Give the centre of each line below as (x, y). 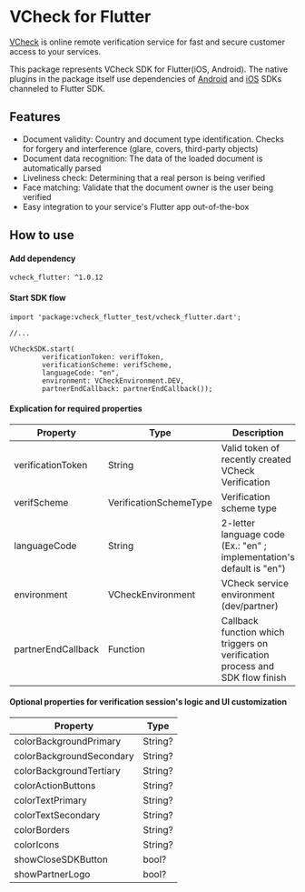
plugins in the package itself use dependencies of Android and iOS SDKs (146, 78)
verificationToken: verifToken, (103, 356)
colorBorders (42, 829)
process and (248, 666)
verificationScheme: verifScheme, (107, 365)
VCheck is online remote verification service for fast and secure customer (148, 42)
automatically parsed (62, 168)
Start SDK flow (38, 297)
